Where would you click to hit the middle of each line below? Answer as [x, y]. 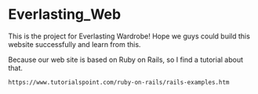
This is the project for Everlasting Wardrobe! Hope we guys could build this [129, 36]
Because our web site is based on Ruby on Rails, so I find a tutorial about [126, 60]
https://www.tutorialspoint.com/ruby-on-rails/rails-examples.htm [119, 82]
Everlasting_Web [65, 14]
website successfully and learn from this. [74, 44]
